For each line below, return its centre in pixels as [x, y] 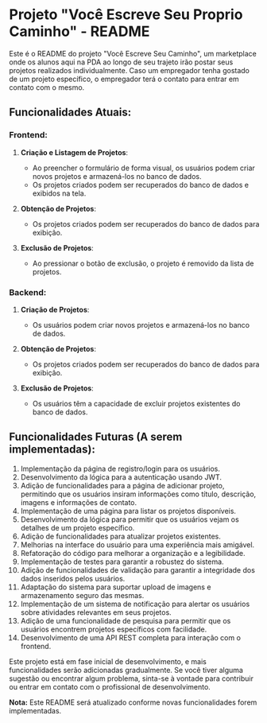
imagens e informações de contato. [79, 502]
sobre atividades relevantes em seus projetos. [96, 612]
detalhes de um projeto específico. [77, 527]
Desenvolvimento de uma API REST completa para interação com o [131, 637]
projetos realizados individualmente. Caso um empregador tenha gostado [129, 70]
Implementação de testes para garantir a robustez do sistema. [122, 562]
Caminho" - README [79, 31]
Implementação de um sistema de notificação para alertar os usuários [135, 604]
